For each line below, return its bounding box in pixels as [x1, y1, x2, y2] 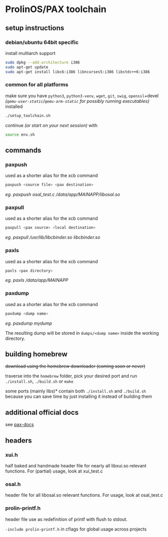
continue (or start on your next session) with [5, 122, 97, 128]
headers [5, 436, 32, 445]
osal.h [5, 481, 21, 488]
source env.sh [5, 132, 35, 137]
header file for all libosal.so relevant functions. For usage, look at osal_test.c [5, 492, 163, 498]
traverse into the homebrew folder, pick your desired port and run [5, 373, 138, 379]
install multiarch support [5, 50, 55, 56]
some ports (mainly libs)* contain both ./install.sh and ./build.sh [5, 388, 146, 394]
